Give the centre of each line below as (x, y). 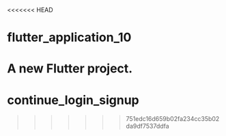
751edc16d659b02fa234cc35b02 (173, 119)
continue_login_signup (73, 100)
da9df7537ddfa (147, 126)
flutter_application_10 (69, 38)
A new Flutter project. (70, 69)
